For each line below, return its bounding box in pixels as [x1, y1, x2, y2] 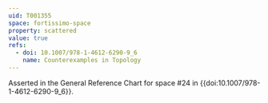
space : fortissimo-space [8, 19, 91, 27]
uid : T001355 [8, 11, 52, 20]
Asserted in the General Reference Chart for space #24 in [8, 77, 198, 88]
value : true [8, 34, 48, 42]
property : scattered [8, 26, 78, 34]
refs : [8, 42, 26, 50]
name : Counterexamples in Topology [22, 57, 142, 65]
